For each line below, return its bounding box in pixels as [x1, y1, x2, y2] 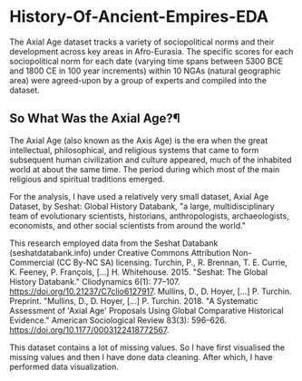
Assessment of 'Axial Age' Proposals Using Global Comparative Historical [9, 305, 284, 316]
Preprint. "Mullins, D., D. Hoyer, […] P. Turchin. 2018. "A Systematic [9, 295, 258, 306]
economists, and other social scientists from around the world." [9, 220, 247, 230]
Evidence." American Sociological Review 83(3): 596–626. [9, 315, 228, 326]
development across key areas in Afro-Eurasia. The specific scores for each [9, 45, 294, 56]
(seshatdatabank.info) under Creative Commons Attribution [9, 247, 231, 258]
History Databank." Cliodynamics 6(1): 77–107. [9, 276, 180, 287]
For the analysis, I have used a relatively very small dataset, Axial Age [9, 190, 269, 201]
